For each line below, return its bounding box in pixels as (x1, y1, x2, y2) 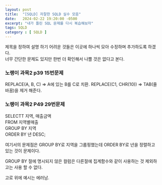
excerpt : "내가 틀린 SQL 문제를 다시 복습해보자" (5, 21, 94, 26)
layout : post (5, 7, 32, 12)
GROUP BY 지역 (5, 125, 37, 131)
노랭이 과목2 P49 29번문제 (5, 101, 65, 108)
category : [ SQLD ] (5, 30, 47, 35)
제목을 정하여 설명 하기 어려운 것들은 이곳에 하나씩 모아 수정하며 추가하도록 (5, 44, 147, 49)
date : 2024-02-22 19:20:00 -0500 (5, 16, 78, 21)
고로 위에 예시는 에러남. (5, 174, 50, 181)
